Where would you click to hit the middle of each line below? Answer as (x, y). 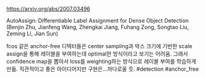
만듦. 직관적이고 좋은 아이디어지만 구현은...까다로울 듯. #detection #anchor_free (102, 69)
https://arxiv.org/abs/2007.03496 (48, 9)
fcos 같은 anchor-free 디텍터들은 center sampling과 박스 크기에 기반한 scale (99, 46)
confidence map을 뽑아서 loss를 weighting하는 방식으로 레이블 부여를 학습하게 (102, 61)
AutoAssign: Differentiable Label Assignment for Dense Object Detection (98, 20)
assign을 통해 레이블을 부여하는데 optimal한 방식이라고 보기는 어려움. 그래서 (97, 54)
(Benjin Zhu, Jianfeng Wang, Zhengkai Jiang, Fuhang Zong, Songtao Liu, (98, 27)
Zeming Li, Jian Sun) (32, 34)
